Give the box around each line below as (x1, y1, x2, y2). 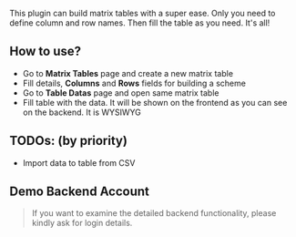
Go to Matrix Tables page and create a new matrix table (22, 67, 234, 78)
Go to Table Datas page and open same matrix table (22, 87, 219, 98)
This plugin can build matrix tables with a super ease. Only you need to (9, 8, 276, 18)
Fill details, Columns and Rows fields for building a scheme (22, 77, 246, 88)
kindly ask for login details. (31, 218, 133, 229)
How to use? (9, 44, 82, 59)
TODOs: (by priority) (9, 133, 128, 149)
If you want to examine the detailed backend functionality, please (31, 208, 277, 219)
